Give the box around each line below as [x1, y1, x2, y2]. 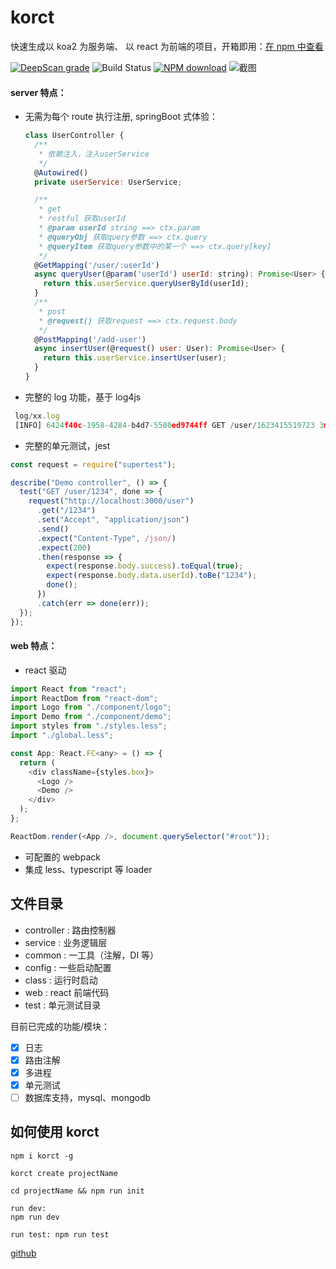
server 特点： [10, 86, 67, 98]
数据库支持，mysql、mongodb [24, 1091, 152, 1103]
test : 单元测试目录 [24, 999, 102, 1011]
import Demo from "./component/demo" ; [10, 712, 172, 722]
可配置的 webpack [24, 851, 101, 863]
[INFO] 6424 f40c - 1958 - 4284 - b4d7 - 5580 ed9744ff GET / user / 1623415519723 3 [14, 420, 325, 430]
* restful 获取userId [38, 214, 126, 224]
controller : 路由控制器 [24, 924, 117, 936]
